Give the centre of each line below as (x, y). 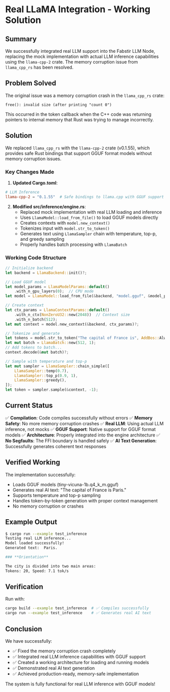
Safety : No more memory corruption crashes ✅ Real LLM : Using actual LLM (84, 423)
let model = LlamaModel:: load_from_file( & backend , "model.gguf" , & (78, 296)
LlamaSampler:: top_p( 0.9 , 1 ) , (46, 375)
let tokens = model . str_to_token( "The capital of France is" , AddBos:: (82, 338)
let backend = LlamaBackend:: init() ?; (46, 273)
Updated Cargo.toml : (35, 183)
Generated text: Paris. (31, 548)
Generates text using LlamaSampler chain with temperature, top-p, (88, 233)
